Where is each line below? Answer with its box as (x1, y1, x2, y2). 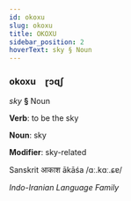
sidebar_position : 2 (9, 37, 85, 47)
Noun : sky (9, 130, 47, 141)
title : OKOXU (9, 29, 57, 38)
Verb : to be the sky (9, 113, 79, 123)
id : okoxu (9, 12, 46, 22)
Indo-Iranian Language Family (9, 182, 120, 193)
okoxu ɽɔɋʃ (9, 76, 64, 88)
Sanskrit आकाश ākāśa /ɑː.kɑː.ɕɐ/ (9, 165, 123, 175)
